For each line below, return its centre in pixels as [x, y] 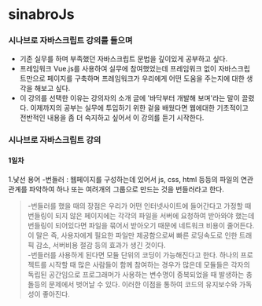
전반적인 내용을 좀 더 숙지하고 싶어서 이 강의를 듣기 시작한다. [112, 118]
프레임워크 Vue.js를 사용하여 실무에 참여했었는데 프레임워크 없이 [118, 69]
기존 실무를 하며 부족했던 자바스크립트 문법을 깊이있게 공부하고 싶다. [124, 59]
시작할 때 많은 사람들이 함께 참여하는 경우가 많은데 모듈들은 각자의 [149, 264]
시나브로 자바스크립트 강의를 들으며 [70, 41]
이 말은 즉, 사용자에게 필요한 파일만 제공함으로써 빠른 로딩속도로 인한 [132, 235]
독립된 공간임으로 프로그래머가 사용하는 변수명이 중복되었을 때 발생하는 [136, 274]
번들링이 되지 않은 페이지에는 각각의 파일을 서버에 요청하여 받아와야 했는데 [141, 215]
